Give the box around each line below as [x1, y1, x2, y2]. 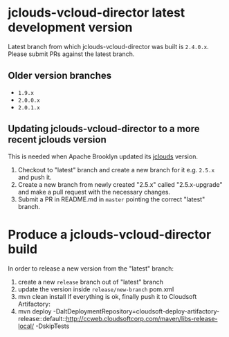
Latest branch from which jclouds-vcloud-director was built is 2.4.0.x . [8, 42, 210, 51]
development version [8, 19, 133, 35]
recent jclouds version [8, 134, 107, 146]
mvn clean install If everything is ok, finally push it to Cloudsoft [17, 292, 197, 300]
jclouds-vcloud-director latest [8, 5, 185, 21]
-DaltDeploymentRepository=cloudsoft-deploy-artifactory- [53, 307, 220, 316]
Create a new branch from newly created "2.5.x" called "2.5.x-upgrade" [17, 180, 223, 188]
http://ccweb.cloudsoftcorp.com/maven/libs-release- [66, 314, 218, 322]
